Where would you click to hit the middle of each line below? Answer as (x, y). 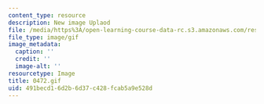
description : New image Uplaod (59, 23)
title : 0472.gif (35, 81)
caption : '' (35, 52)
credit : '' (33, 59)
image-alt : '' (38, 66)
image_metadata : (35, 45)
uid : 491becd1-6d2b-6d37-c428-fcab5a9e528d (81, 88)
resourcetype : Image (42, 74)
